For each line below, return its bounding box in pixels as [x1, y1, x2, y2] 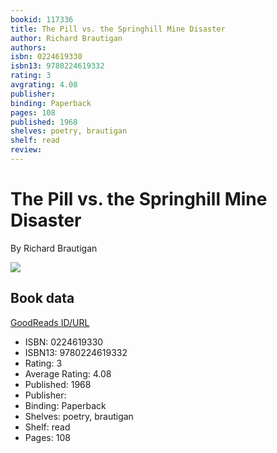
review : [10, 145, 43, 155]
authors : [10, 42, 47, 53]
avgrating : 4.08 [10, 80, 78, 90]
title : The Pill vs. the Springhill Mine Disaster [10, 24, 226, 34]
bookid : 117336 [10, 14, 74, 25]
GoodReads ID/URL [10, 316, 90, 328]
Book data [10, 290, 75, 307]
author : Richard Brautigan [10, 33, 123, 43]
